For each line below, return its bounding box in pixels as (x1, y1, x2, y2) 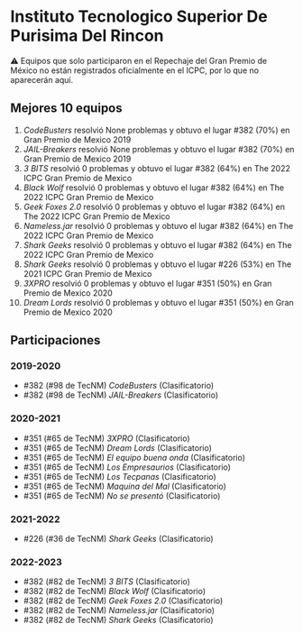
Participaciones (10, 333, 101, 348)
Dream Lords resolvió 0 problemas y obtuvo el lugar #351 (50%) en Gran (23, 297, 294, 307)
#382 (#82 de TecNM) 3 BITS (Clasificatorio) (23, 576, 190, 587)
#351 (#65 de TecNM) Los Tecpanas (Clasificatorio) (23, 471, 217, 482)
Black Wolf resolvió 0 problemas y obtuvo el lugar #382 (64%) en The (23, 182, 285, 193)
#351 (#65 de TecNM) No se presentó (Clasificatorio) (23, 490, 221, 501)
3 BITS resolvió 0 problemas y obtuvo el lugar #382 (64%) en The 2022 (23, 162, 291, 173)
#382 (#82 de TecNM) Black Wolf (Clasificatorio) (23, 586, 207, 597)
